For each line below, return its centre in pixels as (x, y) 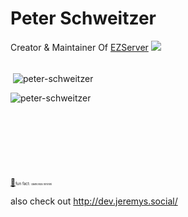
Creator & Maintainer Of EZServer (79, 47)
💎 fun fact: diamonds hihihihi (31, 182)
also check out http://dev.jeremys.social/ (94, 201)
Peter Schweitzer (83, 18)
